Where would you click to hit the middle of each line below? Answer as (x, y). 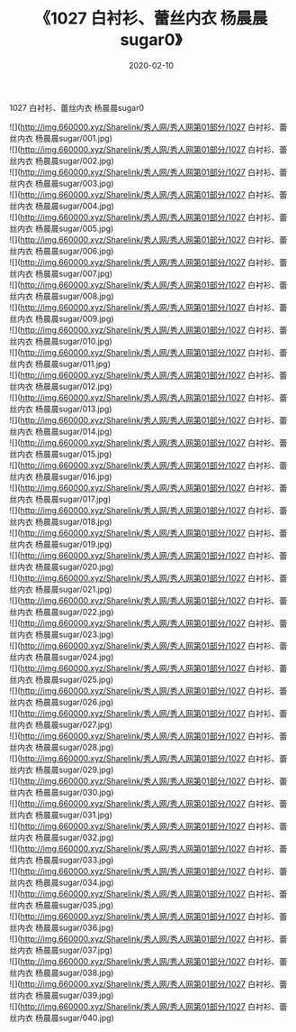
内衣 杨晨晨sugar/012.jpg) (64, 386)
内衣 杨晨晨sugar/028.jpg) (65, 747)
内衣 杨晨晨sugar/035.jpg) (65, 905)
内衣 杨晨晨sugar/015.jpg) (64, 454)
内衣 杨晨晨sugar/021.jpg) (64, 589)
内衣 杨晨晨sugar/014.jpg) (64, 431)
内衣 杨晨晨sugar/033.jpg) (65, 860)
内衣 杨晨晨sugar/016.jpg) (64, 476)
